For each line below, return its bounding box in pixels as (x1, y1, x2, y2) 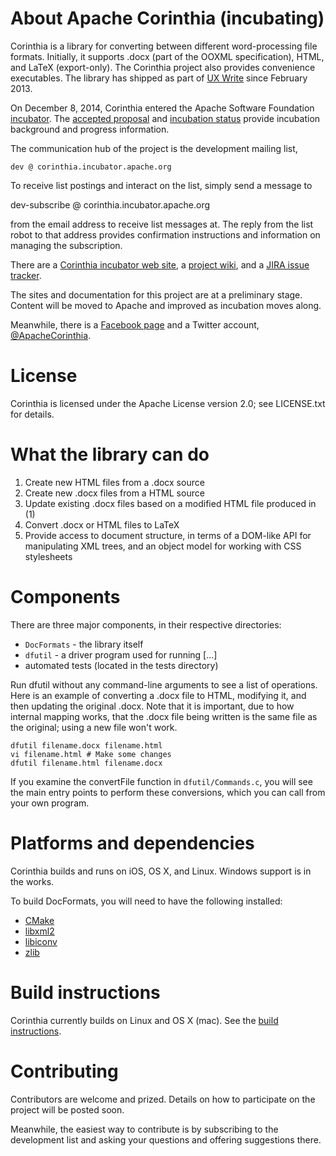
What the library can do (10, 443, 210, 466)
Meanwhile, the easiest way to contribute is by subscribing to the (10, 1123, 279, 1135)
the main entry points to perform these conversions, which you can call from (10, 786, 326, 798)
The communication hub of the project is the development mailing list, (10, 142, 298, 154)
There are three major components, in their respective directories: (10, 618, 282, 631)
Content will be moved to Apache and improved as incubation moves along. (10, 299, 322, 311)
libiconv (24, 935, 58, 947)
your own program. (10, 797, 90, 809)
